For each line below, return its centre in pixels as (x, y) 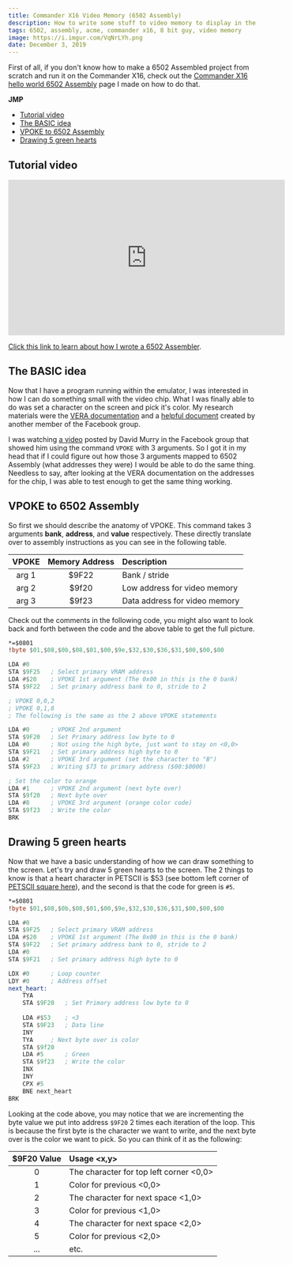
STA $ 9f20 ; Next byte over (58, 795)
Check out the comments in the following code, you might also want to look (131, 620)
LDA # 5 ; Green (56, 1055)
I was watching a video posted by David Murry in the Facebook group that (129, 439)
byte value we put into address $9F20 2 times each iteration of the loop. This (131, 1122)
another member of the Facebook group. (74, 424)
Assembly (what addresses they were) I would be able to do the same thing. (131, 464)
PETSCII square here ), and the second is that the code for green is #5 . (122, 886)
